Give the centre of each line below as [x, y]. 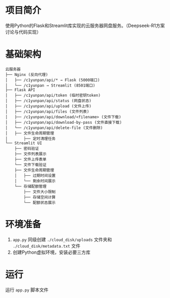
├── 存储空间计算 [40, 197]
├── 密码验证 [27, 148]
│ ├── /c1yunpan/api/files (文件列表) [47, 112]
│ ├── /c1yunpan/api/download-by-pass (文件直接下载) [64, 122]
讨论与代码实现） [23, 32]
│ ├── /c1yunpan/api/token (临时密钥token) [53, 95]
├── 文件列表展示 [31, 154]
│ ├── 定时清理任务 [31, 139]
